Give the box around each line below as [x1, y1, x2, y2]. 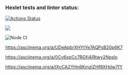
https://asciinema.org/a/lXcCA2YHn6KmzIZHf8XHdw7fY [5, 64, 123, 70]
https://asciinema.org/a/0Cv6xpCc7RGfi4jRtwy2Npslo [5, 54, 118, 60]
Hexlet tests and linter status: [5, 4, 79, 11]
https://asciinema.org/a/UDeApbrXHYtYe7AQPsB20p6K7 [5, 44, 123, 50]
